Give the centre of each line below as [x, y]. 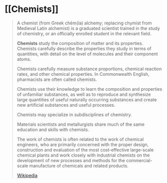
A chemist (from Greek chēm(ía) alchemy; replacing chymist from [84, 23]
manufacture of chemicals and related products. [79, 166]
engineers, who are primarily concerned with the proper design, [83, 144]
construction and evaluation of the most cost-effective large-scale [85, 150]
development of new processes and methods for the [71, 160]
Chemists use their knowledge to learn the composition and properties [89, 89]
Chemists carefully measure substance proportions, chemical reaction [89, 69]
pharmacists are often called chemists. [57, 79]
